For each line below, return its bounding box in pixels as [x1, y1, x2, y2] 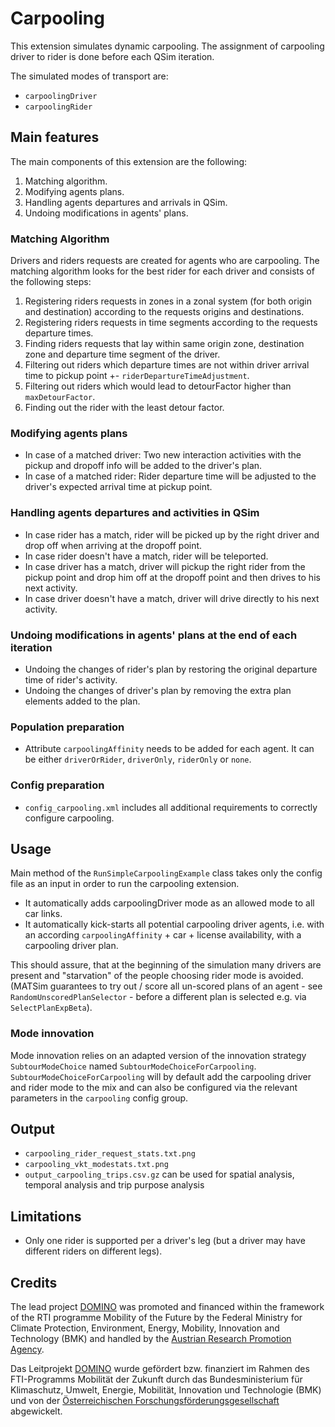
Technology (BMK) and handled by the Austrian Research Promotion [10, 1333, 292, 1345]
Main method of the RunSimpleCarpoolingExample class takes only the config [10, 867, 323, 879]
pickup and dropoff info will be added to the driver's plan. [24, 460, 263, 472]
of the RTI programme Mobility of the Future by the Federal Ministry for [10, 1312, 303, 1324]
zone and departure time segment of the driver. [24, 348, 221, 361]
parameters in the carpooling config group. [10, 1092, 189, 1104]
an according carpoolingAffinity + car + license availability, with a [24, 929, 302, 941]
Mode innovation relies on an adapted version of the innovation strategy [10, 1049, 307, 1061]
